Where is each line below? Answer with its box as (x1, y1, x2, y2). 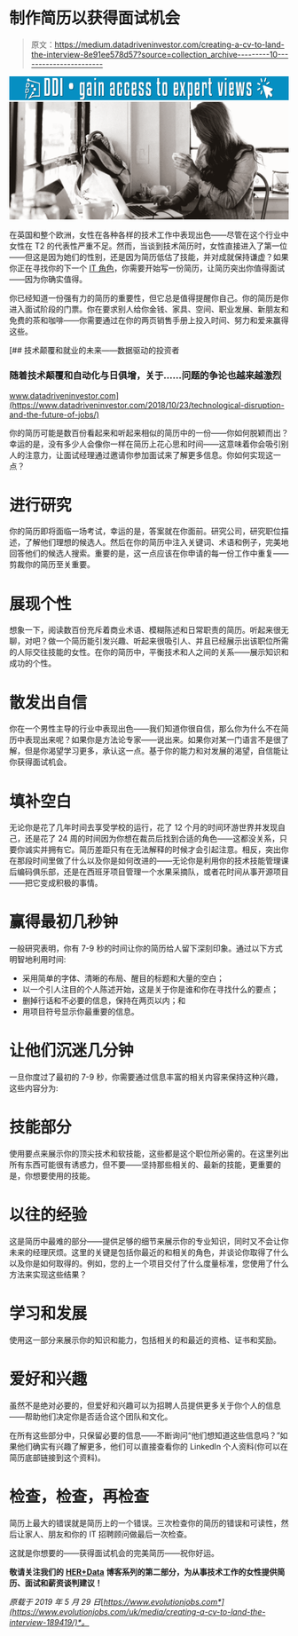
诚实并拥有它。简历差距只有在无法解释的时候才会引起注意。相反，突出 (24, 844, 281, 855)
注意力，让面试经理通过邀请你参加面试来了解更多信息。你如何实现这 (24, 449, 273, 460)
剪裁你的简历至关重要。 (9, 559, 95, 570)
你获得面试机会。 (9, 756, 72, 768)
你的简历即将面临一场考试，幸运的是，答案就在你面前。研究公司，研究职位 (9, 526, 281, 537)
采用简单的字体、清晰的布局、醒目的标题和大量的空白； (21, 973, 224, 984)
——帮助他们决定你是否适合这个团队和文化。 (9, 1411, 173, 1421)
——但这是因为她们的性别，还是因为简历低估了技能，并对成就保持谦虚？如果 (9, 252, 289, 263)
